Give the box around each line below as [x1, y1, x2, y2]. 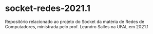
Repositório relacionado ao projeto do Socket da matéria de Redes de [5, 19, 145, 24]
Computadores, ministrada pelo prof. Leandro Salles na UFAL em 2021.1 [5, 23, 149, 29]
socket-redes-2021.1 [5, 3, 91, 14]
